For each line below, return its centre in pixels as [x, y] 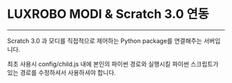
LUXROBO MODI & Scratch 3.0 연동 [108, 14]
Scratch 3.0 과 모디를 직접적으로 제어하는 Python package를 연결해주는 [105, 40]
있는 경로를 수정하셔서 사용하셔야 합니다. [61, 72]
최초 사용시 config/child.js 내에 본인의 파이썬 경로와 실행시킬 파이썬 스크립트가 [113, 64]
